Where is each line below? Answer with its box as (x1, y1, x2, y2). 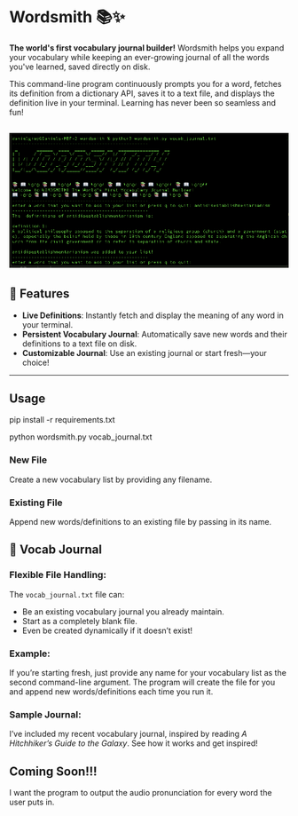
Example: (9, 647, 51, 660)
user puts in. (9, 796, 55, 808)
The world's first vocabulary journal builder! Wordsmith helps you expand (9, 42, 285, 53)
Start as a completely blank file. (21, 615, 137, 626)
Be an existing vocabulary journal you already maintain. (21, 606, 224, 617)
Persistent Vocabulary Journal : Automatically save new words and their (21, 329, 288, 339)
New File (9, 454, 47, 466)
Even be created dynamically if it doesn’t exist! (21, 625, 193, 636)
